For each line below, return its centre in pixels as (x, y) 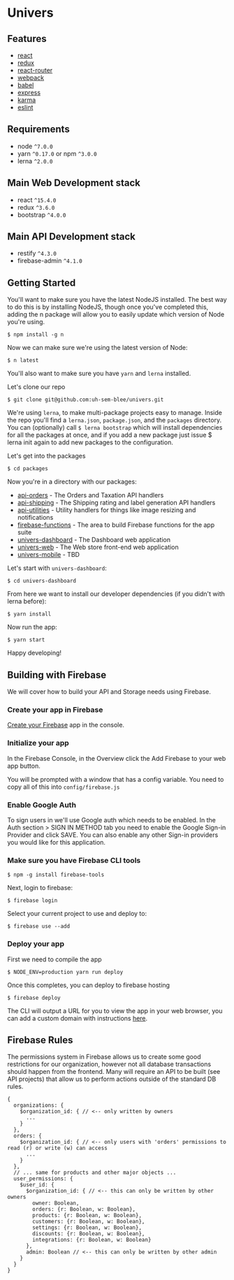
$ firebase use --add (39, 926)
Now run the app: (32, 627)
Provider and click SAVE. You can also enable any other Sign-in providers (113, 835)
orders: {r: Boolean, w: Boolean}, (84, 1209)
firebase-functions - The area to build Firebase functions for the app (116, 525)
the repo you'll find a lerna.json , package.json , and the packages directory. (115, 420)
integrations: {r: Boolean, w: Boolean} (92, 1240)
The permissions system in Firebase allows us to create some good (104, 1057)
